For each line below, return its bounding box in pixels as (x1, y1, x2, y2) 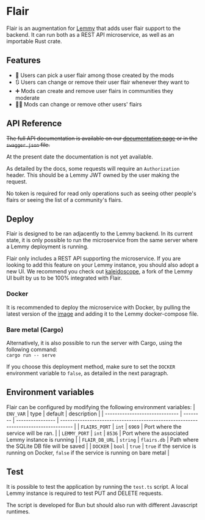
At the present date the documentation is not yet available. (6, 153, 154, 160)
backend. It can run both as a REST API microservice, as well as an (6, 31, 174, 38)
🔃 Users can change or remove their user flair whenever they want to (15, 78, 190, 86)
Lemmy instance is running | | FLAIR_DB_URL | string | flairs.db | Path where (6, 436, 199, 443)
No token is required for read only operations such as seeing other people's (6, 190, 196, 197)
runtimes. (6, 508, 31, 515)
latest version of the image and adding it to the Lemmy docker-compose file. (6, 310, 199, 318)
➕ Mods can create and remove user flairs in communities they (15, 87, 174, 94)
